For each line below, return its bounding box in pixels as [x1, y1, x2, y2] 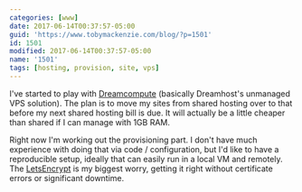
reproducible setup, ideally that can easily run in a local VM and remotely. [9, 153, 283, 164]
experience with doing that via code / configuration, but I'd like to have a [9, 143, 279, 154]
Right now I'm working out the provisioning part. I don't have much [9, 134, 258, 145]
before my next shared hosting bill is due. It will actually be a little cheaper [9, 107, 286, 118]
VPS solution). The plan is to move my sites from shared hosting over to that [9, 97, 293, 108]
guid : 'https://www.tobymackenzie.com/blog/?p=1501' [9, 30, 212, 39]
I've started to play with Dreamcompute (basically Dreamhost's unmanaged [9, 87, 291, 99]
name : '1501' [9, 55, 59, 64]
